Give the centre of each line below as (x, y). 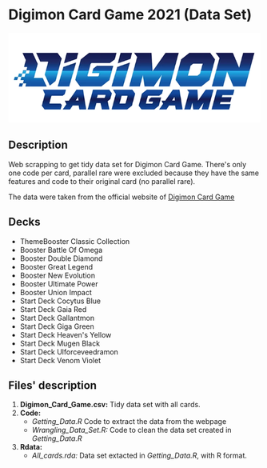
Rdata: (31, 447)
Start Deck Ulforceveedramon (69, 352)
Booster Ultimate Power (59, 284)
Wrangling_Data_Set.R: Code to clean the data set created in (132, 430)
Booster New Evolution (58, 275)
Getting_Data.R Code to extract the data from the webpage (129, 422)
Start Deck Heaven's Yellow (66, 334)
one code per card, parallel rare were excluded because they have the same (134, 173)
